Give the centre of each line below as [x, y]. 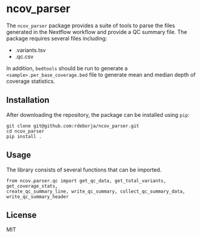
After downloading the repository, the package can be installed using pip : [98, 114]
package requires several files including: [57, 38]
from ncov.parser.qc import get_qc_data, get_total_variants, [86, 180]
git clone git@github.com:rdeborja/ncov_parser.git [73, 126]
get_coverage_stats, [32, 186]
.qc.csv [24, 56]
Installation [28, 100]
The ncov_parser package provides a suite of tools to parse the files [91, 25]
